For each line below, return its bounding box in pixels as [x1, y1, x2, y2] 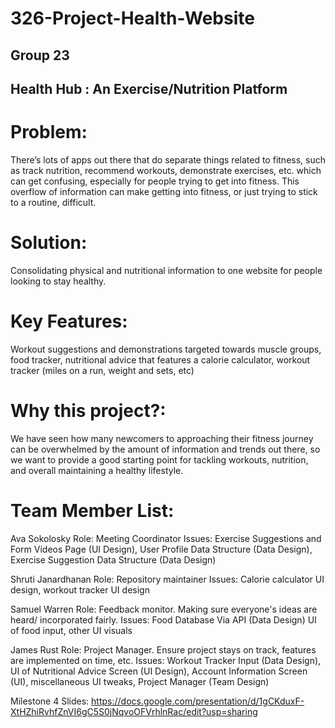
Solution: [10, 232, 88, 254]
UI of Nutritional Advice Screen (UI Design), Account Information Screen [10, 665, 308, 677]
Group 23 [10, 47, 70, 64]
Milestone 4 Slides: [10, 695, 90, 707]
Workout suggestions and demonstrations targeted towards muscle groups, [10, 343, 322, 355]
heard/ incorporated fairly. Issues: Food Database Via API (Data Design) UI [10, 613, 317, 626]
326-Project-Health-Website [10, 7, 255, 30]
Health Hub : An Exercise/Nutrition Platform [10, 80, 288, 97]
